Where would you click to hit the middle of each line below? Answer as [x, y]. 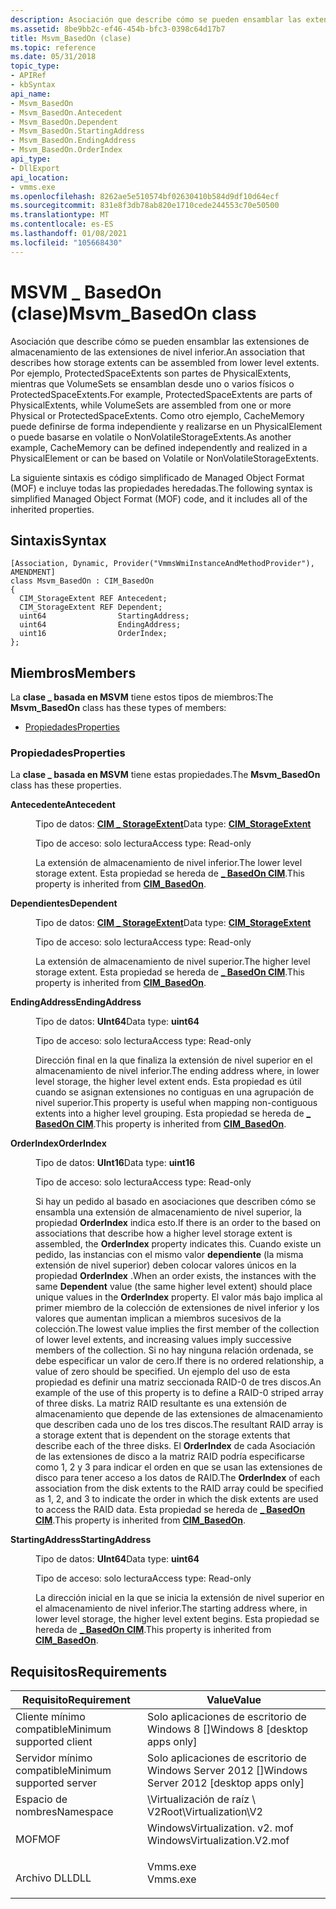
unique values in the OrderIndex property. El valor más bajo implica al [179, 1297]
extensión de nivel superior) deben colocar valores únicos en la [166, 1265]
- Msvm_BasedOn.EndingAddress [73, 141]
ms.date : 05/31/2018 [53, 57]
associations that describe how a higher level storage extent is [164, 1233]
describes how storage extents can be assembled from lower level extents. [165, 362]
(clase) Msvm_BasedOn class [133, 313]
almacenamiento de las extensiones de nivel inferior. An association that [158, 352]
